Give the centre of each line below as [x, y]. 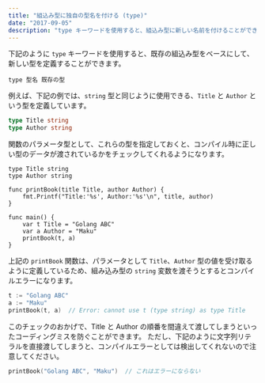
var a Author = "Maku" [60, 231]
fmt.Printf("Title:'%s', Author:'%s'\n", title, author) [118, 197]
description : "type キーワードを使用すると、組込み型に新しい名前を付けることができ [133, 30]
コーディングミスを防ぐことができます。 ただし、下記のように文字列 [126, 336]
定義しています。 [63, 106]
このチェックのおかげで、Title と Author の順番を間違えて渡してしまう [123, 326]
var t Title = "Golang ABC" [68, 225]
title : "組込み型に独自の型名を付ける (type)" [78, 15]
